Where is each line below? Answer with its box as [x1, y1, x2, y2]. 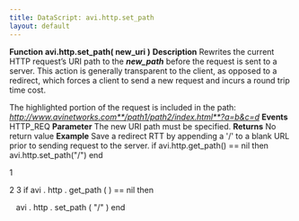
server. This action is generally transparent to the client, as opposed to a [9, 65, 277, 76]
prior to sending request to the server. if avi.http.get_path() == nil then [9, 140, 269, 151]
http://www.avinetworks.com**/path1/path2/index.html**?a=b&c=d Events [9, 111, 288, 122]
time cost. [9, 84, 47, 95]
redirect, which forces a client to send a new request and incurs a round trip [9, 75, 290, 85]
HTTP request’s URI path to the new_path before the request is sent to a [9, 56, 277, 66]
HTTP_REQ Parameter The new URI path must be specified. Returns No [9, 120, 277, 131]
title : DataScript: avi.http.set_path [9, 13, 154, 22]
